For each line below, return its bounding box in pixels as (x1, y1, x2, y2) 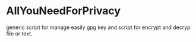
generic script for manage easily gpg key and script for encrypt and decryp (6, 24, 191, 31)
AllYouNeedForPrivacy (6, 4, 121, 18)
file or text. (6, 30, 33, 37)
